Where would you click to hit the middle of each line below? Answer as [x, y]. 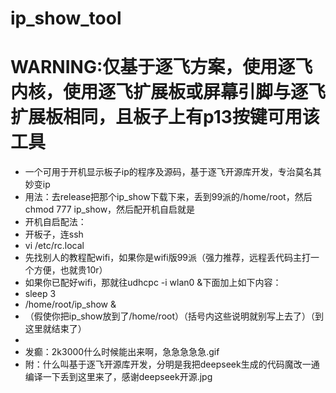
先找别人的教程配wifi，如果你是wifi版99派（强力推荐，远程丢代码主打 [167, 258]
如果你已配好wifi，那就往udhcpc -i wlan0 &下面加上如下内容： [153, 283]
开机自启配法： [55, 222]
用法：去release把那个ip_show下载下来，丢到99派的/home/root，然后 [168, 197]
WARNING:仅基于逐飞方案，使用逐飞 [161, 67]
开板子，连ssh [54, 234]
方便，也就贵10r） [70, 270]
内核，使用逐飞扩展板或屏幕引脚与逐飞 [168, 92]
